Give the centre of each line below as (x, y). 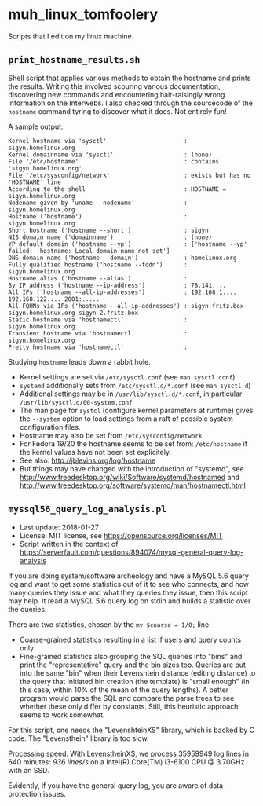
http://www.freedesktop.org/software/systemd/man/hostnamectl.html (132, 485)
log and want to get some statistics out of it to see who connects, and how (129, 584)
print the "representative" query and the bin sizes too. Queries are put (132, 665)
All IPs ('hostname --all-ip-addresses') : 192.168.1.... (122, 292)
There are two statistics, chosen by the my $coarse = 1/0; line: (110, 624)
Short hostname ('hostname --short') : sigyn (109, 230)
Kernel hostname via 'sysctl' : (98, 141)
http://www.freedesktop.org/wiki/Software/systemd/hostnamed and (130, 477)
